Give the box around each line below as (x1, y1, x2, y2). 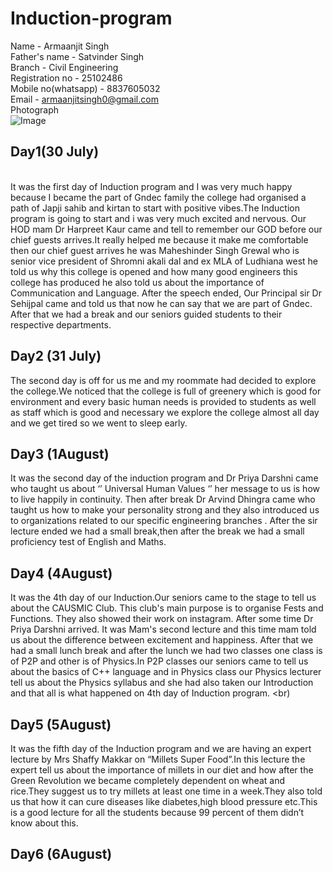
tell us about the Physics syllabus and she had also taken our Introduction (10, 677, 314, 689)
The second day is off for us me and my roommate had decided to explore (10, 374, 317, 386)
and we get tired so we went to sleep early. (10, 417, 188, 429)
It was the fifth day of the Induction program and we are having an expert (10, 743, 312, 754)
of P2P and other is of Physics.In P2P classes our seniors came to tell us (10, 655, 309, 667)
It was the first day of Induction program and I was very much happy (10, 180, 293, 192)
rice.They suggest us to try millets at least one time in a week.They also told (10, 785, 323, 797)
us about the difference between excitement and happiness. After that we (10, 634, 314, 646)
